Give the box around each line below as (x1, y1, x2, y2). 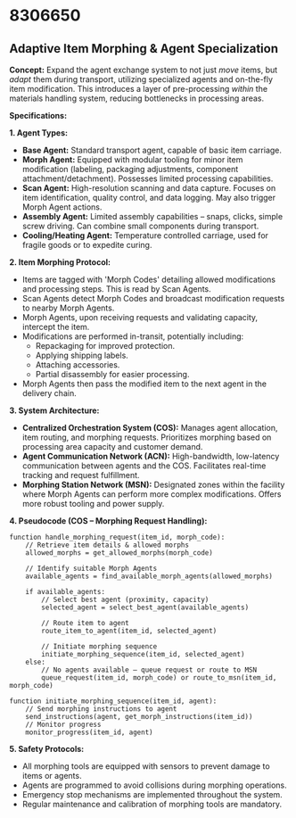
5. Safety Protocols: (9, 744, 85, 754)
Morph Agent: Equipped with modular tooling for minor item (21, 154, 243, 165)
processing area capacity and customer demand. (21, 442, 203, 451)
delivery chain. (21, 388, 78, 398)
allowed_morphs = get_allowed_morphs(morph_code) (25, 549, 214, 558)
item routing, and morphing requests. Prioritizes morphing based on (21, 432, 272, 442)
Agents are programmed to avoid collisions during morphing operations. (21, 780, 287, 790)
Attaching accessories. (35, 359, 120, 370)
